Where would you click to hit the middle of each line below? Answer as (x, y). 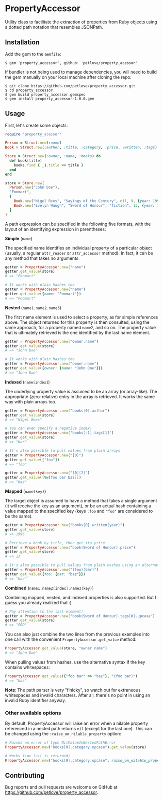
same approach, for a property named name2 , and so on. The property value (81, 327)
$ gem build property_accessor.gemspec (45, 94)
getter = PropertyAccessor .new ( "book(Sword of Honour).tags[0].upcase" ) (80, 616)
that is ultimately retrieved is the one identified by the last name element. (78, 333)
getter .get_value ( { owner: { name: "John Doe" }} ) (54, 368)
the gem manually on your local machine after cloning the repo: (68, 77)
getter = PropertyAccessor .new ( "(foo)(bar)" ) (52, 570)
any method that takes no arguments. (42, 258)
